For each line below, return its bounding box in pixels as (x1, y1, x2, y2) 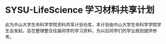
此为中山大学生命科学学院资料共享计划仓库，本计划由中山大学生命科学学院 (5, 22, 157, 27)
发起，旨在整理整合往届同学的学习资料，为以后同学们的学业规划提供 (13, 27, 153, 33)
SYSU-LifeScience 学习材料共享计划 (5, 4, 155, 16)
